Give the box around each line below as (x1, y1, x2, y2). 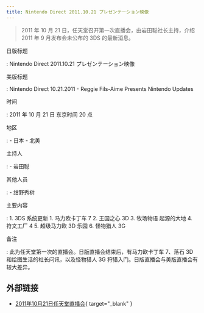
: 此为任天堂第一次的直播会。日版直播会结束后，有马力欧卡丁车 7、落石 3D (6, 248, 194, 255)
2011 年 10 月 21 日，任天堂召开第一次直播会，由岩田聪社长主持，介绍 (21, 26, 195, 34)
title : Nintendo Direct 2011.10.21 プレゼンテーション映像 (6, 9, 149, 15)
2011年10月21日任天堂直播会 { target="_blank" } (15, 300, 133, 308)
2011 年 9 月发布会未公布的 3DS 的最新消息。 (21, 34, 134, 41)
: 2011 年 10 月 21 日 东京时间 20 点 (6, 110, 93, 118)
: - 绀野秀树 (6, 189, 35, 196)
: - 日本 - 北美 (6, 137, 41, 144)
